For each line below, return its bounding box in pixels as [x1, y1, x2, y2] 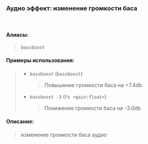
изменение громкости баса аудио [20, 131, 107, 138]
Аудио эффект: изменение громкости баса [6, 4, 137, 12]
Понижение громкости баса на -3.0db [44, 104, 141, 111]
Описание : [6, 118, 34, 125]
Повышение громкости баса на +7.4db [44, 81, 142, 88]
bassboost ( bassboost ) [29, 70, 83, 77]
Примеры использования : [6, 57, 75, 64]
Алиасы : [6, 31, 28, 38]
